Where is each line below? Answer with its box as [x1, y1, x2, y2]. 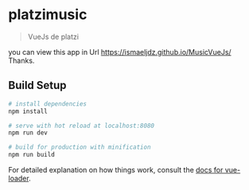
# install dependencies [8, 99, 88, 108]
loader [8, 173, 29, 183]
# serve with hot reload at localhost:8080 [8, 122, 155, 130]
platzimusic [8, 6, 88, 24]
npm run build [8, 151, 56, 159]
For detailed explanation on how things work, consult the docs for [8, 165, 224, 174]
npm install [8, 107, 48, 115]
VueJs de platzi [27, 32, 80, 41]
